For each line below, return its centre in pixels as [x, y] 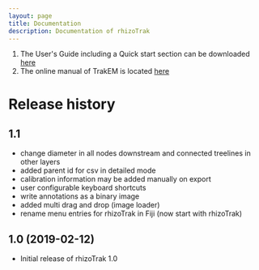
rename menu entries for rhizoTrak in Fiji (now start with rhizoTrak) [131, 214]
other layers [40, 162]
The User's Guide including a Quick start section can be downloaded [135, 54]
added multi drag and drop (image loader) [90, 205]
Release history [62, 104]
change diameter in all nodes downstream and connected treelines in [135, 153]
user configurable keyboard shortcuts [83, 188]
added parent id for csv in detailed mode [88, 170]
